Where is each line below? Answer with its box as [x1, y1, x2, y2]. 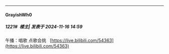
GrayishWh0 [5, 11, 32, 17]
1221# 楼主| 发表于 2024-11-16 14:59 [5, 23, 83, 30]
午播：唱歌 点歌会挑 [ [5, 37, 52, 43]
